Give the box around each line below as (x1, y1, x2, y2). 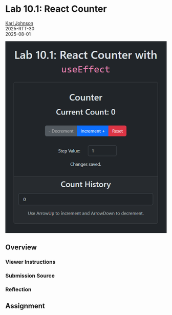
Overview (5, 243, 37, 252)
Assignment (5, 302, 45, 310)
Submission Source (5, 272, 55, 279)
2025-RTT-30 (5, 25, 35, 31)
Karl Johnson (5, 20, 34, 26)
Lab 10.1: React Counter (5, 3, 107, 15)
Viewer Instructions (5, 258, 56, 265)
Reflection (5, 286, 32, 293)
